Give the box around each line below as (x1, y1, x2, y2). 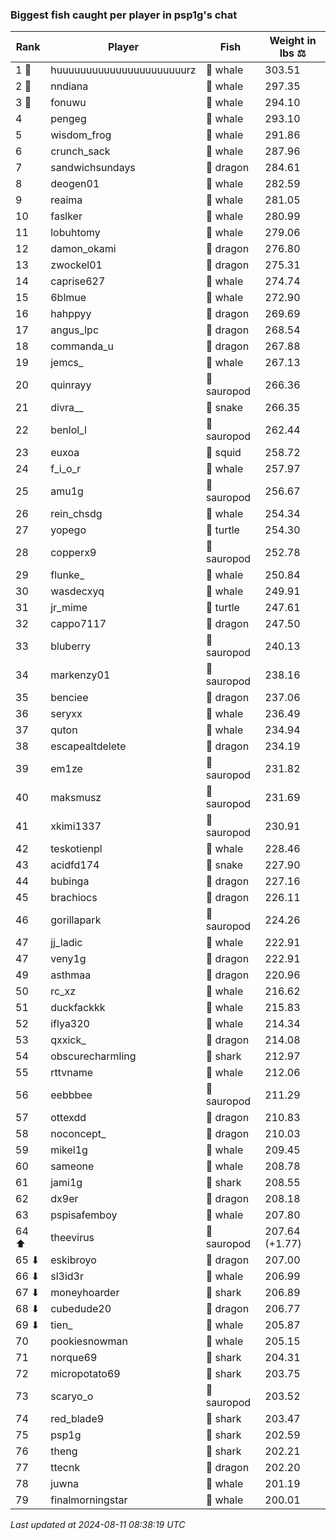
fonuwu (50, 96, 87, 110)
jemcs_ (50, 356, 84, 370)
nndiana (50, 79, 89, 93)
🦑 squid (205, 446, 242, 460)
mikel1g (50, 1143, 88, 1157)
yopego (50, 523, 87, 537)
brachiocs (50, 891, 98, 905)
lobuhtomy (50, 226, 101, 240)
